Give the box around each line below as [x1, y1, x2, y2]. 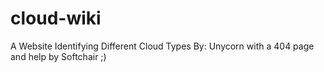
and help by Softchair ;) [10, 50, 107, 62]
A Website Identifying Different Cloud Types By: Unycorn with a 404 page [10, 40, 315, 52]
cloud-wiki [10, 7, 102, 30]
